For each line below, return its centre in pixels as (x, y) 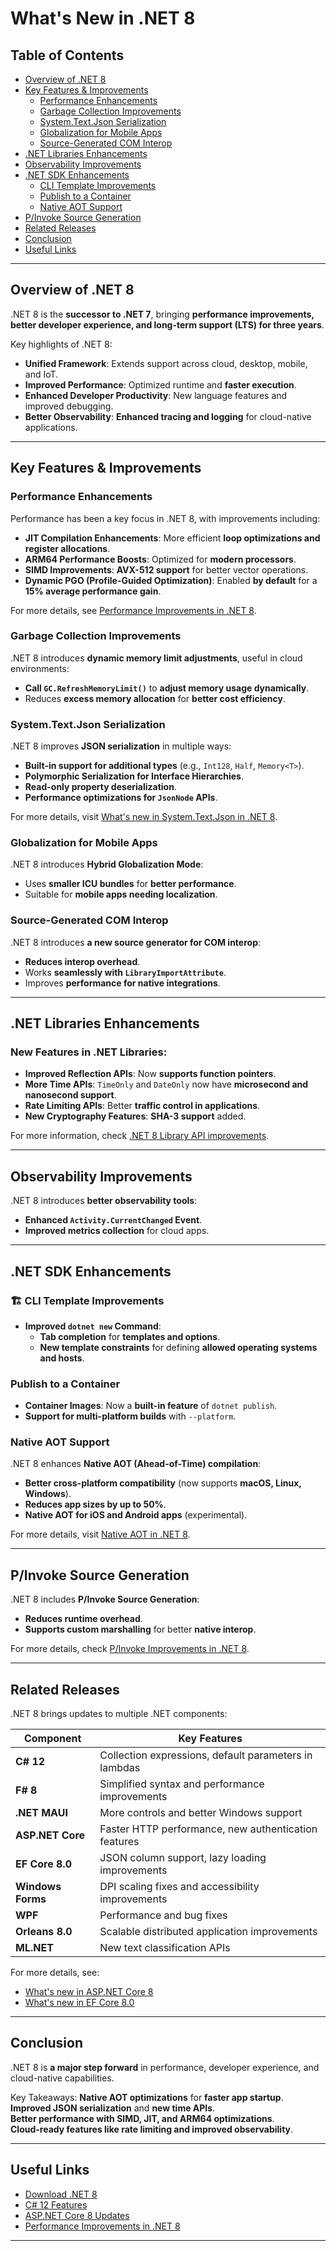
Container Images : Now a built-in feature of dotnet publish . (151, 1406)
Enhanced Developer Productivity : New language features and (156, 395)
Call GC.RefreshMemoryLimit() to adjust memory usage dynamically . (167, 688)
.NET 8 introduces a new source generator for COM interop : (136, 942)
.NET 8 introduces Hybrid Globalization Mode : (107, 864)
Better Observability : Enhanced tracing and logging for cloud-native (168, 416)
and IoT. (41, 374)
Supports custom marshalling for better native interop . (140, 1629)
